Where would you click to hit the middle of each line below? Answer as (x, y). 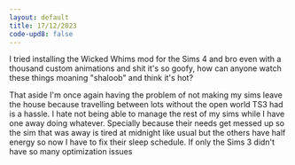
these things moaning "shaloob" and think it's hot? (101, 78)
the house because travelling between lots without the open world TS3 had (146, 105)
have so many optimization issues (71, 152)
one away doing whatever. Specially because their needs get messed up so (147, 123)
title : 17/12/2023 (43, 26)
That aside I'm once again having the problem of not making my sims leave (146, 95)
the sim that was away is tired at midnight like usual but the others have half (147, 133)
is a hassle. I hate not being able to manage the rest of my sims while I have (147, 114)
